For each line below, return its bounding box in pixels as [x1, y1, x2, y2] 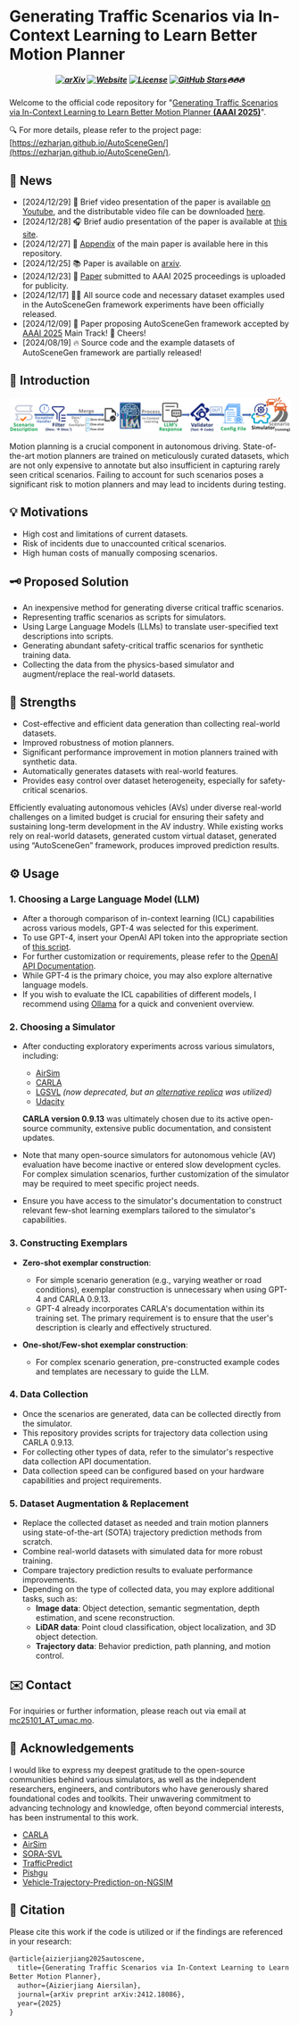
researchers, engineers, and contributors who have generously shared [9, 1783, 270, 1794]
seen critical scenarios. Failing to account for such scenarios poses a [9, 469, 264, 479]
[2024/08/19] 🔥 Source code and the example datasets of [21, 337, 235, 347]
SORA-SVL [21, 1848, 62, 1859]
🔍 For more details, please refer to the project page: [9, 125, 203, 136]
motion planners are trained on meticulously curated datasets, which [37, 450, 289, 461]
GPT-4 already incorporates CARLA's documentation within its [35, 1303, 265, 1313]
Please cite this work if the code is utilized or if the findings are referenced [9, 1926, 284, 1937]
